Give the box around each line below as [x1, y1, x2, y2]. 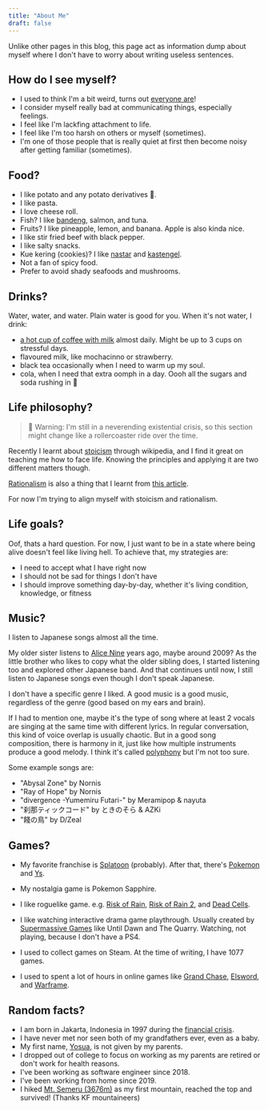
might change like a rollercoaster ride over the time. [27, 430, 198, 440]
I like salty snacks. [19, 241, 81, 251]
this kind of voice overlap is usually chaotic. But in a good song [8, 730, 217, 740]
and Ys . [19, 869, 46, 878]
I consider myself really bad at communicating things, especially [19, 103, 232, 112]
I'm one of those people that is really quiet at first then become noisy [19, 137, 248, 147]
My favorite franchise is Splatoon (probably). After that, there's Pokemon [19, 860, 260, 870]
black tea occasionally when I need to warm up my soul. [19, 360, 206, 369]
